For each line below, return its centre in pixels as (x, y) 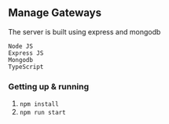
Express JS (26, 53)
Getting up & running (49, 86)
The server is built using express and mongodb (84, 31)
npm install (39, 104)
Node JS (21, 46)
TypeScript (26, 67)
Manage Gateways (55, 13)
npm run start (42, 113)
